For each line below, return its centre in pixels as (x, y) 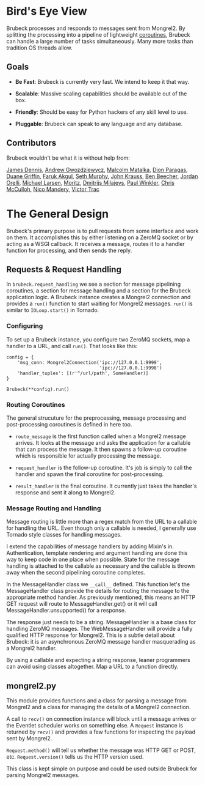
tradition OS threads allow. (40, 48)
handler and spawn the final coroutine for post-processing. (89, 474)
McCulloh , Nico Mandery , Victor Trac (53, 189)
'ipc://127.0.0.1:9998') (131, 368)
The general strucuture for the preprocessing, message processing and (96, 418)
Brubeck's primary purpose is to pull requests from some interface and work (103, 231)
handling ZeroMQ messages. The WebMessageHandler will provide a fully (99, 629)
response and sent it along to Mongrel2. (65, 492)
